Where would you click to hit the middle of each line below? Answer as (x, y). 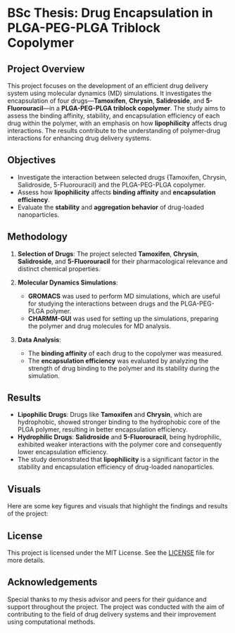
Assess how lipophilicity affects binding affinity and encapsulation (116, 192)
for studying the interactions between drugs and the (103, 303)
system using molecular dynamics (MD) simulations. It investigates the (109, 93)
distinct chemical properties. (59, 268)
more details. (26, 560)
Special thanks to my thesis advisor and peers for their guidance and (107, 599)
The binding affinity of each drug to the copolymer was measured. (125, 353)
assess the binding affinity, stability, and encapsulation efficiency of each (114, 115)
